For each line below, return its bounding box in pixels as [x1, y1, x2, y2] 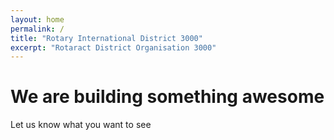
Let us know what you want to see [10, 119, 152, 131]
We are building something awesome [10, 86, 325, 108]
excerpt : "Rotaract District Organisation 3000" [10, 42, 217, 53]
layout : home [10, 14, 65, 25]
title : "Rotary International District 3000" [10, 33, 203, 43]
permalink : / [10, 24, 65, 34]
